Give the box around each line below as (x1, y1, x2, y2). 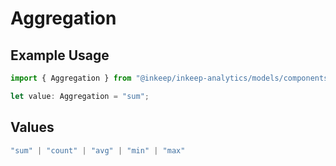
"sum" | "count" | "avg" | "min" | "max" (10, 145, 186, 156)
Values (10, 119, 55, 136)
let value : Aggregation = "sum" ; (10, 91, 150, 101)
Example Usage (10, 47, 110, 64)
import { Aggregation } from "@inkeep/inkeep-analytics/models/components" (10, 73, 333, 83)
